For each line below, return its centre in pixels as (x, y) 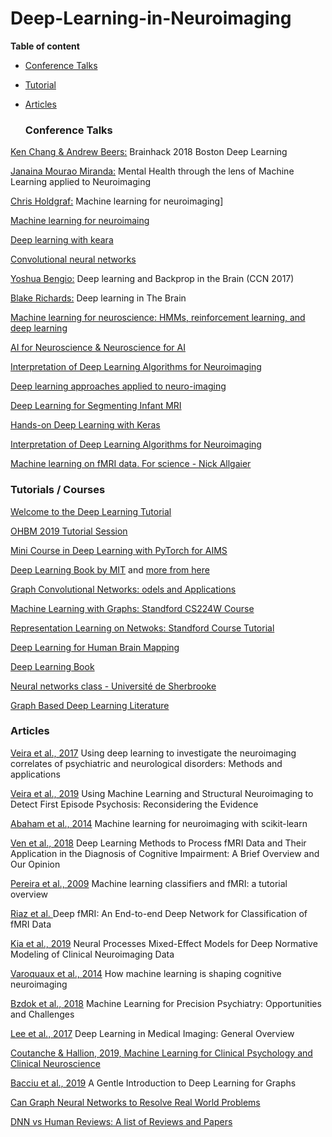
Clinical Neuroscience (55, 1063)
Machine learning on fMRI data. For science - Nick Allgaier (131, 464)
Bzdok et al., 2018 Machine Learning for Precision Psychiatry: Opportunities (166, 1003)
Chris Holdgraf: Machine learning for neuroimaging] (117, 201)
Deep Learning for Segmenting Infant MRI (96, 406)
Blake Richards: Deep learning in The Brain (98, 298)
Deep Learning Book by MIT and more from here (110, 569)
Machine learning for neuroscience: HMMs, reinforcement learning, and (158, 318)
